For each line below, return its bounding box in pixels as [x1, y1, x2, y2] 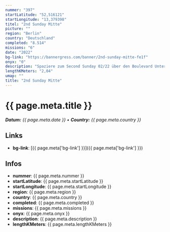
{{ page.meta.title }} [5, 100, 93, 111]
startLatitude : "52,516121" [5, 12, 65, 17]
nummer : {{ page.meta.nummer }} [12, 173, 84, 179]
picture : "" [5, 26, 30, 31]
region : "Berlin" [5, 31, 42, 36]
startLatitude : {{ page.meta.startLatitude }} [12, 178, 104, 184]
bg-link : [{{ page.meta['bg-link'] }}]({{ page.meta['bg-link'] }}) [12, 145, 143, 151]
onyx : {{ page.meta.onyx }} [12, 211, 70, 217]
